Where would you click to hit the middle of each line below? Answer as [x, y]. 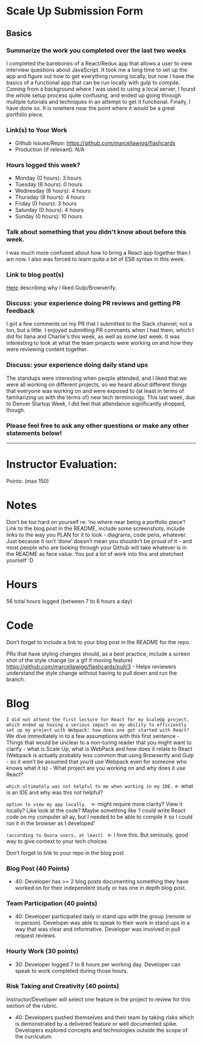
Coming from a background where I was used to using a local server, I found [101, 89]
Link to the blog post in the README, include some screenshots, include [96, 528]
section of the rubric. [32, 1005]
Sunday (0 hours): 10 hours [49, 216]
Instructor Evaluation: [62, 465]
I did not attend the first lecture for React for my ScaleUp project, [98, 719]
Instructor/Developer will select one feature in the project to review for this [98, 999]
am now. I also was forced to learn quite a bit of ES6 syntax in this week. [96, 259]
